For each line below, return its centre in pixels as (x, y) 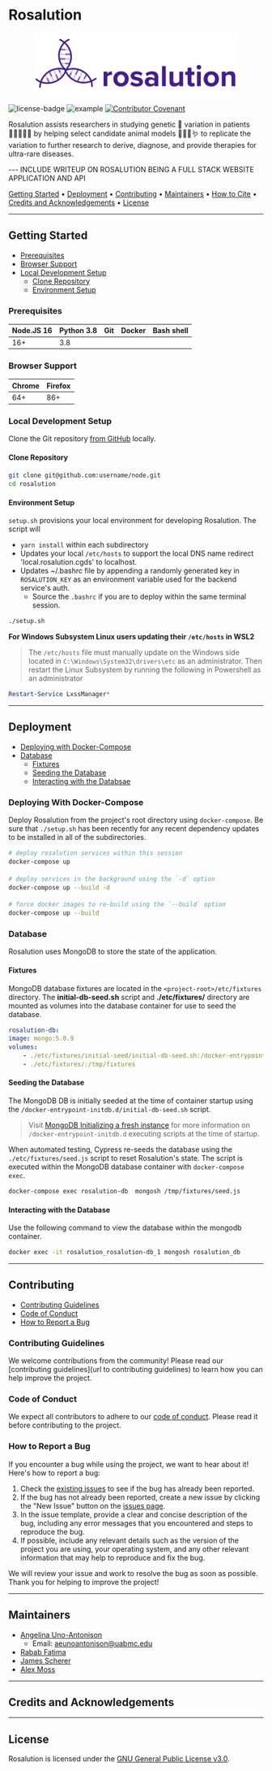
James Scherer (45, 1661)
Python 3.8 (78, 331)
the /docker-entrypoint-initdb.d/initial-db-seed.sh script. (110, 1110)
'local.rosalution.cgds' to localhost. (79, 562)
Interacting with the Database (59, 1210)
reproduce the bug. (52, 1531)
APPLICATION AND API (47, 178)
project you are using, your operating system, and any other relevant (134, 1548)
